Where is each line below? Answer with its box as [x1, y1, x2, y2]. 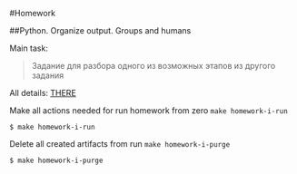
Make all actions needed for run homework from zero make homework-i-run [9, 105, 288, 116]
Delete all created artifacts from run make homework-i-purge [9, 139, 231, 149]
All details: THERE [9, 88, 77, 98]
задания [31, 70, 64, 81]
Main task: [9, 43, 48, 53]
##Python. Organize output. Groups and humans [9, 25, 192, 35]
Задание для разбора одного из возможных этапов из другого [31, 61, 276, 71]
